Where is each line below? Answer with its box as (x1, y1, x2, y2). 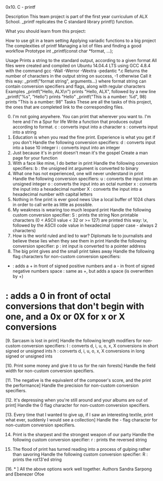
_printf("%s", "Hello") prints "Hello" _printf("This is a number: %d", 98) (5, 94, 147, 100)
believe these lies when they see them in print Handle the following (12, 238, 147, 243)
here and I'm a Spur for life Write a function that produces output (12, 119, 143, 124)
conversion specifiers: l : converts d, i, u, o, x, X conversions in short (21, 342, 158, 348)
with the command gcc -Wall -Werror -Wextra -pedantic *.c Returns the (5, 68, 148, 74)
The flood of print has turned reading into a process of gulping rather (12, 446, 151, 452)
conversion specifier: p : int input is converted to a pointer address (12, 243, 146, 249)
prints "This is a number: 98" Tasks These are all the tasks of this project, (5, 99, 152, 104)
